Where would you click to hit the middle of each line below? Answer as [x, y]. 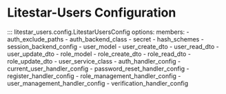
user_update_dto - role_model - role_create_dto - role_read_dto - [99, 54]
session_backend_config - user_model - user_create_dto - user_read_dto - [113, 46]
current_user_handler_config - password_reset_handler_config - [98, 68]
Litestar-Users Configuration [92, 13]
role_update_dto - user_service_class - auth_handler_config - [94, 61]
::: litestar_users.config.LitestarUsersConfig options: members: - [98, 32]
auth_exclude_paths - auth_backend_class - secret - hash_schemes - [106, 39]
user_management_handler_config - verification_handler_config [98, 83]
